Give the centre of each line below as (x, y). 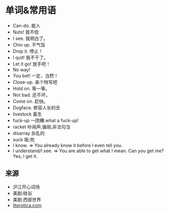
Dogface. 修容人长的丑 (36, 107)
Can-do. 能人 (27, 26)
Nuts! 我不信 (26, 32)
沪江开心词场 (26, 186)
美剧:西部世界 (27, 199)
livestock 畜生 (27, 114)
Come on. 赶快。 (30, 101)
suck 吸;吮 (23, 139)
